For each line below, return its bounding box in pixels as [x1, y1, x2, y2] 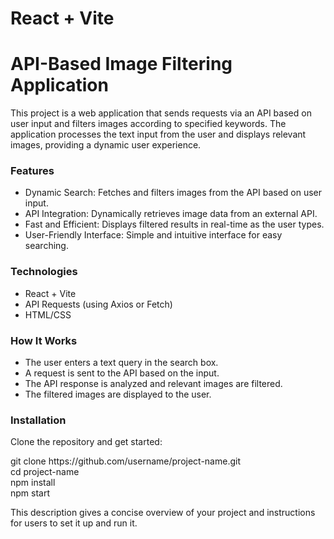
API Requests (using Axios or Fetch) [24, 298, 173, 310]
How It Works [10, 333, 78, 347]
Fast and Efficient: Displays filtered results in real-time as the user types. [24, 218, 325, 231]
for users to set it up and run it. [10, 517, 138, 529]
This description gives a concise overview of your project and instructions [10, 507, 316, 519]
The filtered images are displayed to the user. [24, 388, 212, 401]
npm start [10, 487, 51, 499]
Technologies [10, 265, 78, 279]
